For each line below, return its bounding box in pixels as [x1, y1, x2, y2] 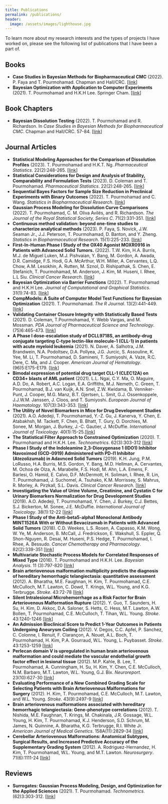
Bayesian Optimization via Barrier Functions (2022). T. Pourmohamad [12, 279, 159, 285]
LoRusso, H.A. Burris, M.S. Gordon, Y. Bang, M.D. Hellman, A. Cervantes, [12, 461, 163, 467]
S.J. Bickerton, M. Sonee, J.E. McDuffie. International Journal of [12, 503, 145, 509]
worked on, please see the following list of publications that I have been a [5, 41, 157, 47]
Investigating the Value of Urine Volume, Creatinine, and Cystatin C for [12, 487, 163, 493]
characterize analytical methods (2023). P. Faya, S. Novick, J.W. [12, 226, 148, 232]
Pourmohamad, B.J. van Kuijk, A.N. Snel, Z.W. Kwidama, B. [12, 386, 133, 392]
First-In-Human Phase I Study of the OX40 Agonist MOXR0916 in [12, 242, 150, 248]
